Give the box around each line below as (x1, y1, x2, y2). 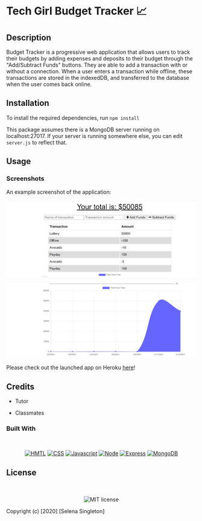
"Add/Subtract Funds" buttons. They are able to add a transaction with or (6, 61, 188, 68)
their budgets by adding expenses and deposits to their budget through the (6, 55, 193, 62)
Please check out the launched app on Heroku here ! (6, 364, 136, 372)
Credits (6, 381, 35, 392)
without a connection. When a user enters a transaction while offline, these (6, 68, 193, 75)
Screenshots (6, 174, 45, 183)
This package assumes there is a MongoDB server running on (6, 126, 160, 133)
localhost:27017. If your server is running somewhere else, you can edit (6, 132, 183, 139)
